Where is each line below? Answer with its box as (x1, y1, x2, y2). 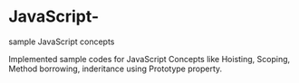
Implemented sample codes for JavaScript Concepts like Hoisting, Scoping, (8, 53, 291, 64)
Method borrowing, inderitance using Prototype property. (8, 63, 223, 74)
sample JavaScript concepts (8, 36, 115, 47)
